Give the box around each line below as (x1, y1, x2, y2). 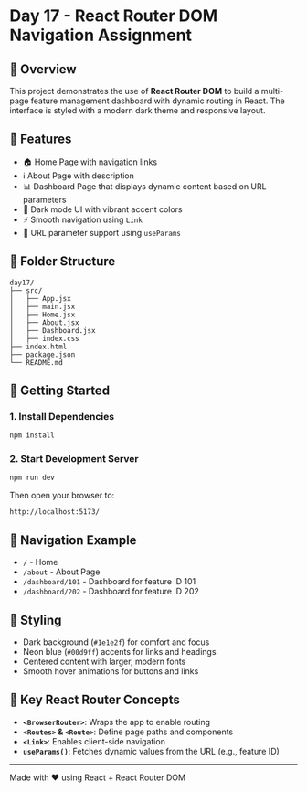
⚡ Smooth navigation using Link (22, 214, 143, 225)
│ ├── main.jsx (9, 302, 76, 311)
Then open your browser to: (9, 490, 115, 501)
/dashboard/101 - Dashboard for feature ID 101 (22, 576, 196, 587)
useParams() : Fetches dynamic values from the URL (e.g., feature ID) (22, 745, 281, 756)
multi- (260, 86, 284, 96)
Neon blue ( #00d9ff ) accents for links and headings (22, 646, 217, 657)
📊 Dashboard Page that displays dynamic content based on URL (22, 180, 267, 192)
